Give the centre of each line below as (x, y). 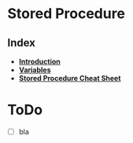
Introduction (39, 61)
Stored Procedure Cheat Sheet (70, 78)
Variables (35, 70)
